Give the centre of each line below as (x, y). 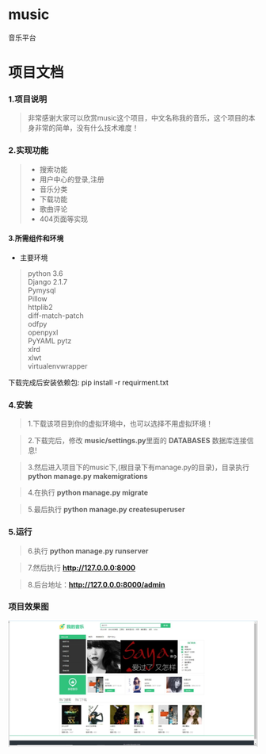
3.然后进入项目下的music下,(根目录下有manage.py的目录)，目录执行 (138, 467)
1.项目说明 (28, 99)
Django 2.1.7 (47, 281)
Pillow (37, 298)
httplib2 (40, 307)
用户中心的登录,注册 (72, 179)
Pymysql (42, 290)
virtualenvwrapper (57, 366)
